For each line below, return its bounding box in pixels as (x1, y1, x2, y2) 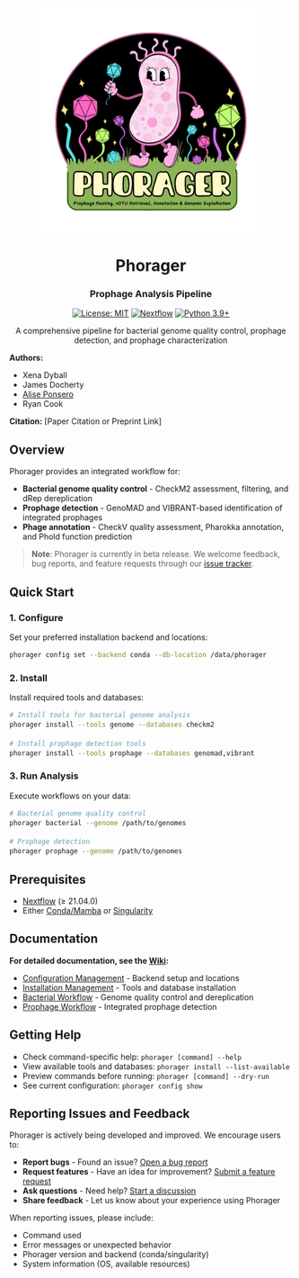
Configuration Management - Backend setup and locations (22, 972, 240, 983)
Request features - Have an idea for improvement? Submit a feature (22, 1166, 276, 1177)
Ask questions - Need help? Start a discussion (22, 1185, 197, 1196)
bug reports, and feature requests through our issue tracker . (31, 558, 254, 569)
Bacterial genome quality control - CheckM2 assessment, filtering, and (22, 483, 289, 494)
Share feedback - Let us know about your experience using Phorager (22, 1195, 281, 1206)
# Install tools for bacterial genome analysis (9, 711, 191, 720)
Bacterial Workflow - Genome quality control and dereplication (22, 992, 254, 1003)
